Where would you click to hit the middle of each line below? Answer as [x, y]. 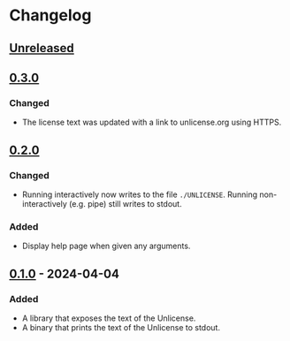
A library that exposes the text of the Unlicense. [109, 318]
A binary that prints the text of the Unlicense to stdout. [121, 327]
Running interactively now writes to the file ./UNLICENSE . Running [140, 194]
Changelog [50, 15]
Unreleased [42, 48]
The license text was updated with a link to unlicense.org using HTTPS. [152, 122]
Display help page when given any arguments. [106, 246]
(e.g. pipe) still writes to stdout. [126, 203]
